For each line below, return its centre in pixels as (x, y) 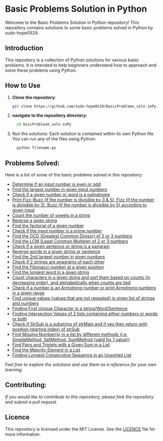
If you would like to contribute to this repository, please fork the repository (80, 397)
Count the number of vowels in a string (51, 215)
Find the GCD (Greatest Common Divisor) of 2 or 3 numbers (72, 236)
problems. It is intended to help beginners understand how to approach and (81, 65)
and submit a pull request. (31, 402)
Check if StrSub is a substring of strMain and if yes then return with (80, 324)
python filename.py (36, 148)
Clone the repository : (34, 97)
